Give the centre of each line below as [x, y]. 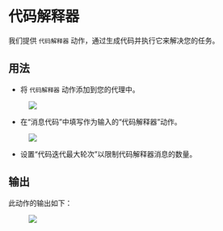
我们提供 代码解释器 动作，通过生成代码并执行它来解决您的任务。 [114, 40]
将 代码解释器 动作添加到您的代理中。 [80, 89]
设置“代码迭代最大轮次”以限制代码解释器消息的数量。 [108, 153]
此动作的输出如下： [40, 203]
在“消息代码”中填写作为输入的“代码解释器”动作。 [101, 121]
